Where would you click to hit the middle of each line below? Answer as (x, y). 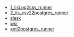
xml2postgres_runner (32, 29)
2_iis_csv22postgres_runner (39, 13)
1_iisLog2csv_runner (31, 7)
